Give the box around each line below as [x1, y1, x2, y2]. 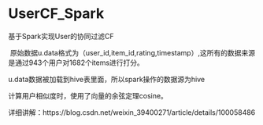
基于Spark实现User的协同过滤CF [8, 31, 114, 41]
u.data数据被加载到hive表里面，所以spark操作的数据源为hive [8, 74, 206, 84]
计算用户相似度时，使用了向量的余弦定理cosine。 [8, 91, 168, 100]
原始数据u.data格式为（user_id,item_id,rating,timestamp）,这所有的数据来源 [9, 48, 256, 57]
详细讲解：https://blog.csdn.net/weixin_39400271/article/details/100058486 [8, 107, 256, 117]
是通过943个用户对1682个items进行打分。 [8, 58, 144, 67]
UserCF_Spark [8, 5, 105, 23]
